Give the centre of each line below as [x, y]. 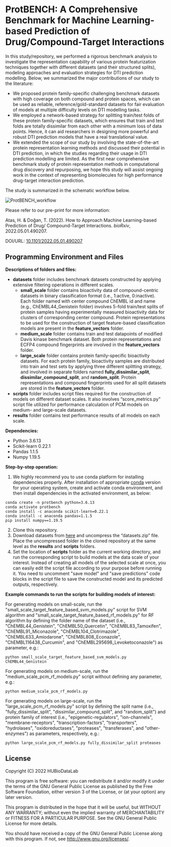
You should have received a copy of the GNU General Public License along [84, 833]
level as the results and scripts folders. [54, 546]
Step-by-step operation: [32, 467]
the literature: [19, 83]
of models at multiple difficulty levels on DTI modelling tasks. [77, 110]
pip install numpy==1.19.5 [34, 520]
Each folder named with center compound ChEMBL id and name [88, 301]
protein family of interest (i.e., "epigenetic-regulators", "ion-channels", [79, 717]
